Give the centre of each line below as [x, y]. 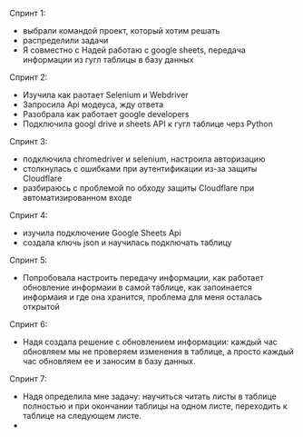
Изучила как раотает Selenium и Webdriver [105, 95]
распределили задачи [65, 40]
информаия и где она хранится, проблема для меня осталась [142, 297]
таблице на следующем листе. [82, 416]
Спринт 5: [29, 260]
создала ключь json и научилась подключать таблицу [127, 243]
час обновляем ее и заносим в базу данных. [109, 361]
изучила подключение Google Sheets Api [102, 233]
